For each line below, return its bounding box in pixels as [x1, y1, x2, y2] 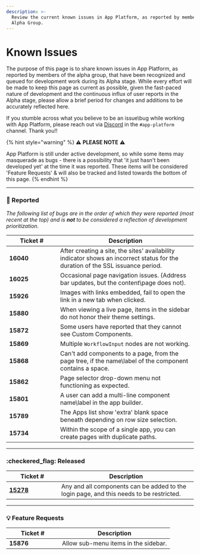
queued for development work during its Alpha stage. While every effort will [6, 78, 192, 85]
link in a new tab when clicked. [60, 295, 146, 304]
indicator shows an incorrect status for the [60, 254, 179, 262]
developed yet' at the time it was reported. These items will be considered [6, 163, 188, 170]
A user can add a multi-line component [60, 391, 170, 399]
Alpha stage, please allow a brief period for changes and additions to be [6, 96, 183, 104]
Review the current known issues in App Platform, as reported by [11, 14, 180, 20]
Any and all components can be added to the [61, 482, 186, 490]
